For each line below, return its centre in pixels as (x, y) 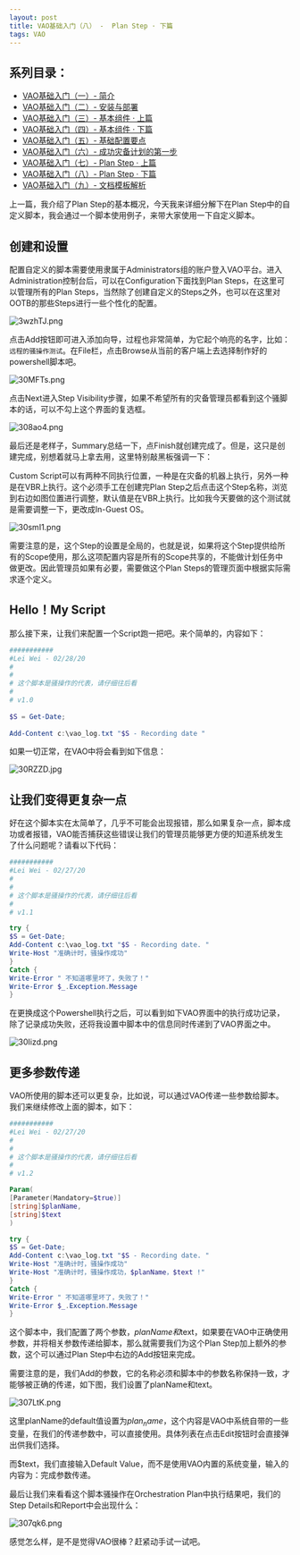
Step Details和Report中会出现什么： (75, 1505)
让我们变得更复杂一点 (68, 800)
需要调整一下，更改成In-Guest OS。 (83, 509)
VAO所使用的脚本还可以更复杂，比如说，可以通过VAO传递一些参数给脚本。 (146, 1095)
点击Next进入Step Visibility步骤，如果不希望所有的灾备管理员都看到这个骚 (145, 398)
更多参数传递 (45, 1073)
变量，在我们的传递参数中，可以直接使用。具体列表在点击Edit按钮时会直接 (145, 1434)
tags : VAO (28, 34)
